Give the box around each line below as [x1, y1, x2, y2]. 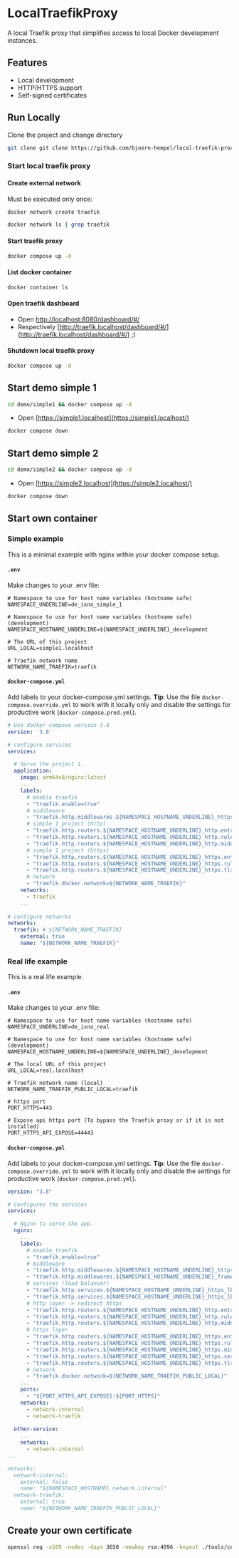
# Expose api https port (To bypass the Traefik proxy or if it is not [7, 1117, 224, 1124]
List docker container [7, 267, 73, 276]
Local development [17, 76, 75, 84]
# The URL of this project [7, 638, 87, 646]
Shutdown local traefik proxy [7, 346, 95, 355]
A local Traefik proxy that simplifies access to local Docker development [7, 29, 219, 37]
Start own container [7, 512, 97, 525]
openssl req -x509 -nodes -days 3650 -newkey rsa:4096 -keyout [7, 1543, 199, 1551]
